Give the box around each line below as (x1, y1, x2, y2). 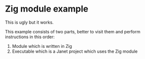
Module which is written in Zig (12, 43, 72, 49)
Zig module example (5, 3, 88, 15)
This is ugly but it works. (5, 19, 54, 25)
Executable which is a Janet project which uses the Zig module (12, 48, 138, 54)
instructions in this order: (5, 34, 55, 40)
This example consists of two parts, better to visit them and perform (5, 29, 141, 34)
